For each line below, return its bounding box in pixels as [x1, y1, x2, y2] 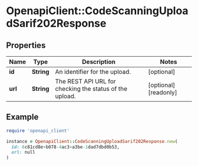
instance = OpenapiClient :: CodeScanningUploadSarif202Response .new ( [6, 138, 178, 144]
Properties [6, 40, 46, 50]
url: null [11, 149, 35, 155]
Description [82, 58, 116, 66]
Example [6, 112, 39, 122]
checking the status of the [55, 84, 128, 93]
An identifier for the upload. [55, 68, 131, 76]
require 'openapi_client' [6, 128, 70, 134]
